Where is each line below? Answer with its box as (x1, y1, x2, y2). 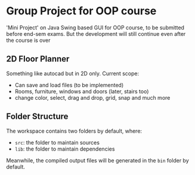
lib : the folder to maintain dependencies (14, 145, 115, 152)
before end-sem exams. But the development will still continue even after (6, 30, 186, 37)
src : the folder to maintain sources (14, 139, 100, 146)
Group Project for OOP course (6, 4, 157, 18)
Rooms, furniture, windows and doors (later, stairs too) (14, 88, 149, 95)
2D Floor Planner (6, 54, 70, 64)
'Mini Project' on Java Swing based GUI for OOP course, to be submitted (6, 24, 185, 31)
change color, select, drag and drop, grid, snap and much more (14, 94, 171, 101)
